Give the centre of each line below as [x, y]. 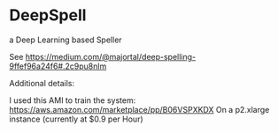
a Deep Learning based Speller [66, 40]
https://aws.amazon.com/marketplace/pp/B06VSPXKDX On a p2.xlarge [139, 109]
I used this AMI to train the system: [73, 100]
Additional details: [42, 83]
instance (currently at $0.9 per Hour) [76, 119]
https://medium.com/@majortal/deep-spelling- [111, 56]
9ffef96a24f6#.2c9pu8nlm [58, 66]
